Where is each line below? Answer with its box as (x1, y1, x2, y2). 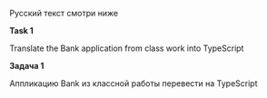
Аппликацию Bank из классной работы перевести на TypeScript (9, 78, 258, 89)
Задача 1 (9, 61, 44, 71)
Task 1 (9, 25, 34, 35)
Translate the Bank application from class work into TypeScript (9, 43, 244, 54)
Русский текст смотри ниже (9, 8, 119, 18)
